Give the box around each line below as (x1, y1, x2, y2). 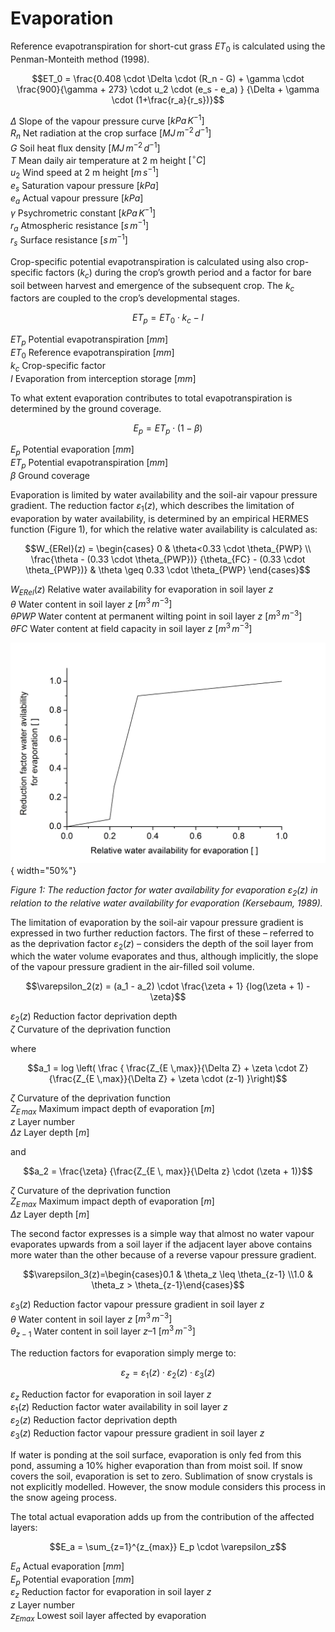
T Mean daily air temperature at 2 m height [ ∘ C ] (10, 152, 207, 166)
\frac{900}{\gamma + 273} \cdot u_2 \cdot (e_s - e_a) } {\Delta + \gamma (16, 83, 320, 95)
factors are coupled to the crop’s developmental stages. (10, 292, 241, 304)
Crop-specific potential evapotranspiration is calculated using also (10, 255, 284, 267)
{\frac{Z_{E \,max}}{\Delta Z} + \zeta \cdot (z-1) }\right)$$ (48, 1073, 288, 1085)
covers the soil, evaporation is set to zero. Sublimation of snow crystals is (10, 1470, 313, 1482)
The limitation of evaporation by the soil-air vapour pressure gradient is (10, 916, 304, 928)
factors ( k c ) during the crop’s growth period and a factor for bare (45, 266, 312, 281)
